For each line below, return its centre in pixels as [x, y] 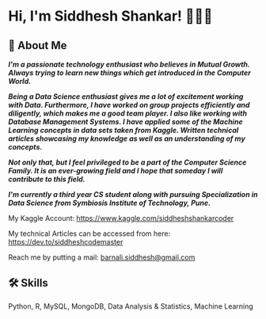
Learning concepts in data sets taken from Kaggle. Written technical [123, 130]
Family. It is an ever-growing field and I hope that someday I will [116, 171]
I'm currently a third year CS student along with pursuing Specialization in [133, 194]
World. [20, 81]
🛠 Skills [28, 283]
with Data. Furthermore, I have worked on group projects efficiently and [129, 105]
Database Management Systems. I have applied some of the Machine [125, 122]
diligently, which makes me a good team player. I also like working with [128, 113]
